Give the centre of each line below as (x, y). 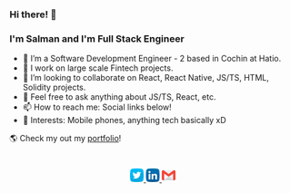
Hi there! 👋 (33, 14)
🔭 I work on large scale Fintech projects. (98, 68)
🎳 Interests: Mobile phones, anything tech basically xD (125, 121)
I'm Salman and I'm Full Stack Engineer (97, 38)
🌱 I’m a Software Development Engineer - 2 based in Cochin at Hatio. (152, 59)
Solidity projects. (54, 87)
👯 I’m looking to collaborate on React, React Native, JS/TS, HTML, (146, 78)
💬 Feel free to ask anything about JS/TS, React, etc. (119, 97)
